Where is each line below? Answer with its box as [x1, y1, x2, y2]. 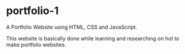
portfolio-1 [6, 4, 59, 18]
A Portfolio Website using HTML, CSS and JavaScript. [6, 23, 138, 31]
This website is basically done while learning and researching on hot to [6, 35, 180, 42]
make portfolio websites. [6, 41, 66, 48]
